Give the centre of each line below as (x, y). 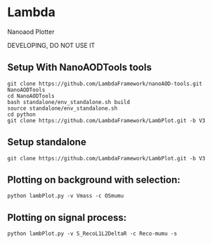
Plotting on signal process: (67, 218)
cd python (22, 114)
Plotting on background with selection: (94, 180)
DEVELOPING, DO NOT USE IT (51, 45)
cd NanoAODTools (31, 96)
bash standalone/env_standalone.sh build (69, 102)
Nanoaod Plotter (31, 32)
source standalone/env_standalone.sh (62, 108)
